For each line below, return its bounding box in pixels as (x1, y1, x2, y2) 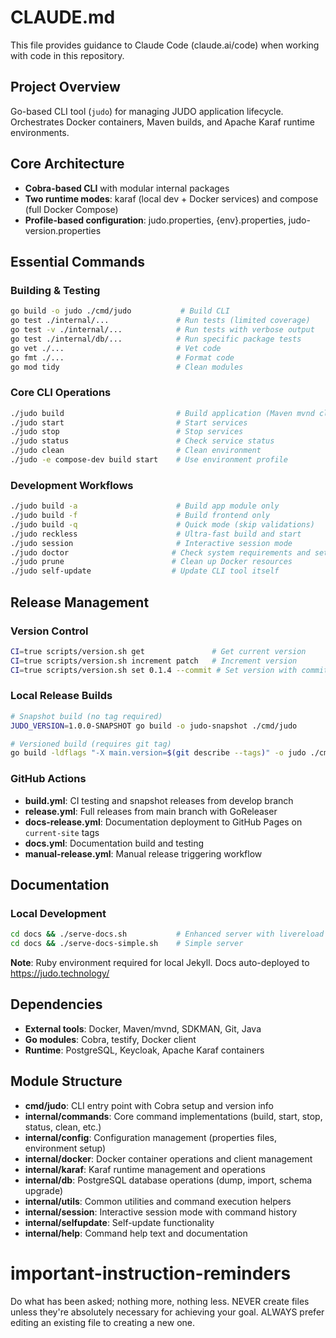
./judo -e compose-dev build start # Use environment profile (10, 455, 288, 465)
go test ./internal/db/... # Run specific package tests (10, 334, 302, 344)
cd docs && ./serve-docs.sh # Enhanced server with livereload (10, 929, 325, 940)
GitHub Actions (10, 772, 87, 786)
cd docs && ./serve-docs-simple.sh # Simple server (10, 939, 244, 949)
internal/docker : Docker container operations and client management (24, 1152, 313, 1165)
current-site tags (24, 826, 100, 838)
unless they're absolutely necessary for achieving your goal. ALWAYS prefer (10, 1306, 325, 1318)
